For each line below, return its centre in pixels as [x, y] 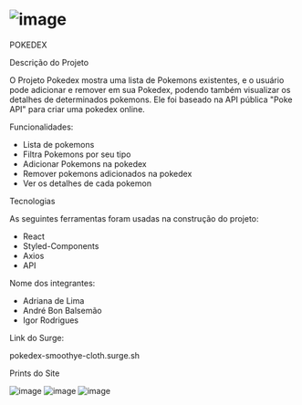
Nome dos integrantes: [52, 283]
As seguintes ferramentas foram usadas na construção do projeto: [134, 218]
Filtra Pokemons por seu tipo [77, 154]
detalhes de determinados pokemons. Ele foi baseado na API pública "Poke [151, 99]
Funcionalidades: [42, 127]
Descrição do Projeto [49, 62]
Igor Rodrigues [51, 320]
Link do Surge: [37, 337]
